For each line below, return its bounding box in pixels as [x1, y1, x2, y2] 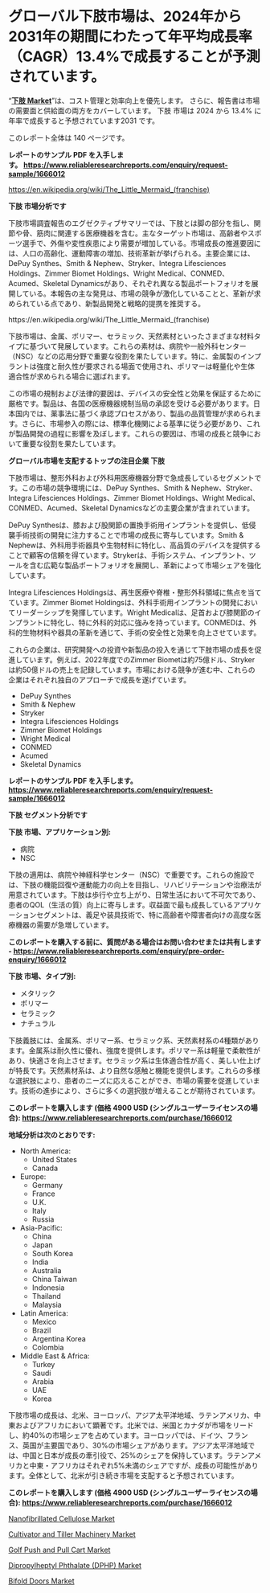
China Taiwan [31, 1274, 78, 1284]
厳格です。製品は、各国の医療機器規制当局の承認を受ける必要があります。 [8, 399, 254, 408]
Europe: [19, 1171, 47, 1181]
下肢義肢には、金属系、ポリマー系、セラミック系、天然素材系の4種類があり [8, 1035, 260, 1045]
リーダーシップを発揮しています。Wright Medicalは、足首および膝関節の [14, 608, 255, 617]
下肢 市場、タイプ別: [8, 971, 76, 981]
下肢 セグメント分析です [8, 809, 88, 820]
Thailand [31, 1291, 62, 1300]
